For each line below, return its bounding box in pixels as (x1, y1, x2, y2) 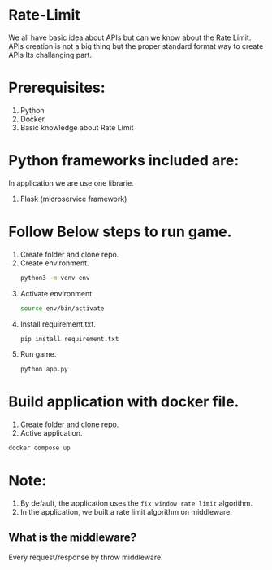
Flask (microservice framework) (19, 194, 127, 204)
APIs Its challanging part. (8, 50, 92, 59)
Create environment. (19, 258, 89, 268)
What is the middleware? (8, 531, 136, 545)
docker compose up (8, 444, 71, 453)
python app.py (19, 365, 68, 374)
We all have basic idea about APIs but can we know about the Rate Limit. (8, 33, 252, 42)
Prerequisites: (8, 79, 106, 97)
